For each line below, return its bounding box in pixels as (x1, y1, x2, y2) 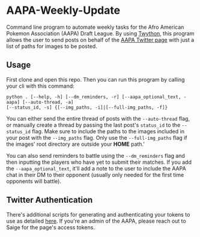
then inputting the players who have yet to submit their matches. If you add (6, 158, 192, 166)
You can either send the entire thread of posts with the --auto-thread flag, (6, 115, 190, 122)
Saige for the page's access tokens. (6, 223, 95, 231)
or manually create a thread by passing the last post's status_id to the (6, 121, 181, 128)
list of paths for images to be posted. (6, 43, 97, 50)
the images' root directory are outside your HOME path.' (6, 140, 145, 148)
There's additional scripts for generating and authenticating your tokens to (6, 211, 190, 218)
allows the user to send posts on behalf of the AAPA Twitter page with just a (6, 36, 195, 43)
